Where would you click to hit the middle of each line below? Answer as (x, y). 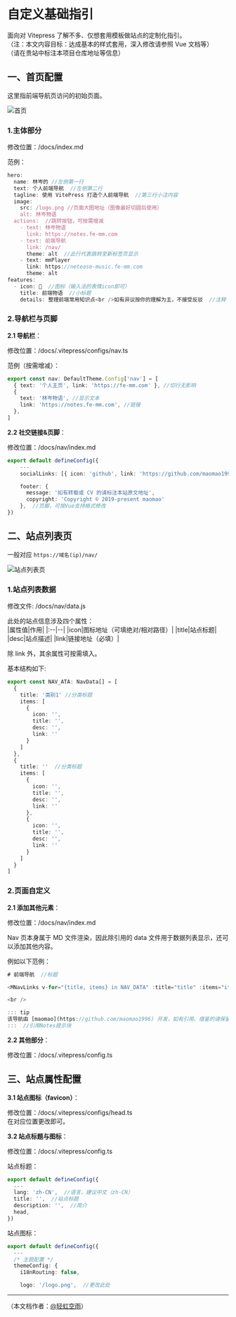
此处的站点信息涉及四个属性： (50, 621)
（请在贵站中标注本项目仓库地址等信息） (66, 53)
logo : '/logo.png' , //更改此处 (65, 1285)
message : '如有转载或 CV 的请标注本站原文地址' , (90, 493)
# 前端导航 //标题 (33, 974)
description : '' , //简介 (51, 1206)
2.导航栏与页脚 (32, 319)
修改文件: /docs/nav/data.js (47, 606)
